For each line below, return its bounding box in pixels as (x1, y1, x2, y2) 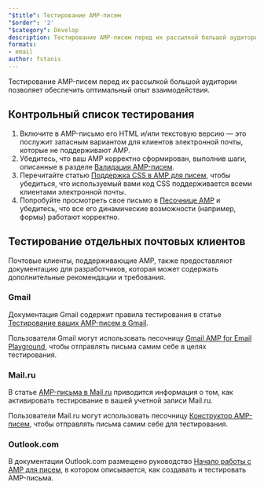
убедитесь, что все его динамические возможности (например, (19, 203, 236, 213)
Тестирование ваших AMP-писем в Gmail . (8, 318, 149, 327)
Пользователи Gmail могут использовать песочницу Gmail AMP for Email (8, 333, 252, 342)
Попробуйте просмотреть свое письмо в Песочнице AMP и (19, 195, 221, 205)
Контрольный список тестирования (8, 108, 195, 122)
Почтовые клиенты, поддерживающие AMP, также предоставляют (8, 256, 233, 265)
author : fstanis (8, 56, 61, 64)
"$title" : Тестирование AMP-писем (8, 11, 122, 20)
